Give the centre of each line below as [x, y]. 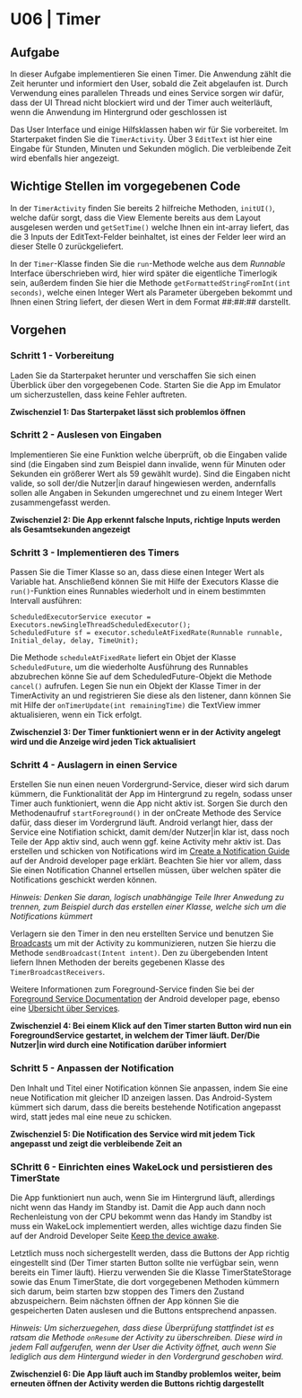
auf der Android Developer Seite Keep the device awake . [115, 1235]
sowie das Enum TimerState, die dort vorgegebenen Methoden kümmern [145, 1281]
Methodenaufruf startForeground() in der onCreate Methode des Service [146, 813]
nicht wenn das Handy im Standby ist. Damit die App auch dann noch [138, 1207]
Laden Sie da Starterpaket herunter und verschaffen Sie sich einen [133, 375]
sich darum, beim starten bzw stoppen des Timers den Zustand [127, 1291]
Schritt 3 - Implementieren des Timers [95, 553]
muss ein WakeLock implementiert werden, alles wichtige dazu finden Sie [146, 1225]
